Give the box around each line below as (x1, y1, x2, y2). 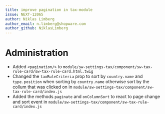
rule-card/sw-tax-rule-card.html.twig (12, 69, 93, 74)
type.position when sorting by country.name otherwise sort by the (12, 79, 149, 85)
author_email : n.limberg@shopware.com (5, 21, 86, 26)
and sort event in (12, 99, 47, 105)
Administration (5, 47, 68, 59)
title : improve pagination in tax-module (5, 7, 93, 12)
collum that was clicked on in (12, 84, 72, 90)
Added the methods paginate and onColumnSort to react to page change (12, 94, 160, 100)
